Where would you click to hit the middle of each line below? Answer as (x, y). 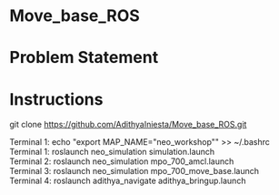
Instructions (56, 99)
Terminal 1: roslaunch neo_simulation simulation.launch (112, 152)
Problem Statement (84, 58)
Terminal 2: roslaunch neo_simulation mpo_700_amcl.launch (122, 161)
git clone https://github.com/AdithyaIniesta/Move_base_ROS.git (128, 125)
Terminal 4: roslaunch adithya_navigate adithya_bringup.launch (128, 181)
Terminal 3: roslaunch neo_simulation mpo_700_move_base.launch (134, 171)
